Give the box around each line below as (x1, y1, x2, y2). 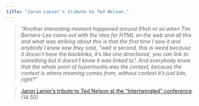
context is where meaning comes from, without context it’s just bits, (20, 69, 188, 76)
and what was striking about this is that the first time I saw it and (20, 38, 181, 45)
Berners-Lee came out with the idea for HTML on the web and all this (20, 31, 192, 39)
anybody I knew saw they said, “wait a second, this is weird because (20, 44, 191, 51)
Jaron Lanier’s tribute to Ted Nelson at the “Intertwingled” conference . (20, 87, 194, 94)
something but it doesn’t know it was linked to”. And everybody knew (20, 57, 191, 64)
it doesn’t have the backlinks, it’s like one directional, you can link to (20, 50, 189, 57)
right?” (20, 76, 38, 83)
